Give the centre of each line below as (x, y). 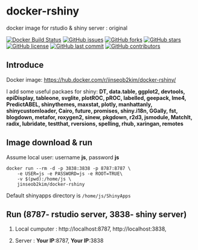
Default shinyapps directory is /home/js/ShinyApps (69, 196)
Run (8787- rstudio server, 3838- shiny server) (97, 214)
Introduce (25, 65)
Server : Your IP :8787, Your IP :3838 (59, 241)
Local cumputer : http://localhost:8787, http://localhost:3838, (91, 229)
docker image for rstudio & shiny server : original (67, 28)
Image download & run (49, 143)
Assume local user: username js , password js (63, 157)
